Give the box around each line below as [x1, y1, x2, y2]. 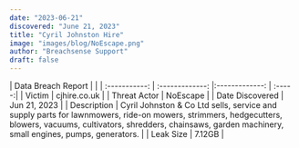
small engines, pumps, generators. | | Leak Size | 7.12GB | [9, 129, 225, 139]
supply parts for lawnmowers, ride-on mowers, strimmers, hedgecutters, [9, 110, 283, 120]
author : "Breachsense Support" [9, 47, 129, 56]
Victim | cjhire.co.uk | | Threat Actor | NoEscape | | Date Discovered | [25, 90, 284, 101]
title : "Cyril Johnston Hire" [9, 30, 125, 39]
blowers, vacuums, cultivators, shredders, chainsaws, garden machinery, [9, 119, 284, 130]
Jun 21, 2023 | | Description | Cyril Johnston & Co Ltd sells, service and [9, 100, 278, 110]
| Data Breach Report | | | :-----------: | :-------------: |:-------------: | [9, 81, 272, 91]
